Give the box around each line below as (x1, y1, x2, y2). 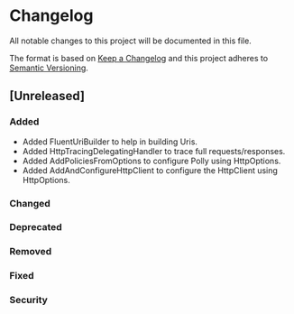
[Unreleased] (9, 88, 86, 104)
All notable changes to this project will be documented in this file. (9, 35, 253, 46)
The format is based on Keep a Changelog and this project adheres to (9, 52, 269, 63)
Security (9, 294, 48, 307)
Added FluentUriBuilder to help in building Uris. (22, 136, 198, 147)
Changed (9, 197, 51, 209)
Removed (9, 245, 52, 258)
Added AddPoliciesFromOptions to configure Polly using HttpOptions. (22, 155, 281, 166)
